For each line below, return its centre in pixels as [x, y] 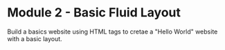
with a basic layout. [35, 38]
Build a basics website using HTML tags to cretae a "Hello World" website [112, 32]
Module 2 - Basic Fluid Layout [94, 13]
